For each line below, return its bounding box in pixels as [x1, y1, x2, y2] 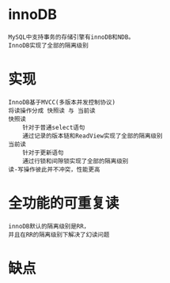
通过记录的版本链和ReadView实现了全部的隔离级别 [22, 132, 163, 140]
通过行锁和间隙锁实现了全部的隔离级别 [22, 157, 129, 165]
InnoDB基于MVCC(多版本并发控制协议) [8, 98, 116, 106]
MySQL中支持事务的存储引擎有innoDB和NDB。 [8, 33, 134, 41]
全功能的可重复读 [8, 194, 120, 213]
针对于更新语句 [22, 149, 64, 157]
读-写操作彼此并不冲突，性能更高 [8, 165, 100, 173]
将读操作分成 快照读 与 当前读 [8, 107, 96, 115]
